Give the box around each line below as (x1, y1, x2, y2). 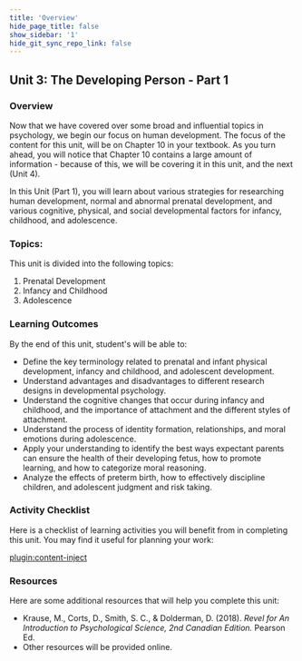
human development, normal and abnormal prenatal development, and (9, 195, 273, 206)
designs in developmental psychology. (22, 385, 167, 396)
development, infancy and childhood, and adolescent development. (22, 365, 275, 377)
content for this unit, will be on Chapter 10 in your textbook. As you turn (9, 139, 277, 150)
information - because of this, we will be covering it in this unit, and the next (9, 158, 293, 169)
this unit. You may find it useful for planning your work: (9, 534, 214, 545)
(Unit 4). (9, 168, 41, 179)
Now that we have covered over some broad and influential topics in (9, 120, 265, 131)
